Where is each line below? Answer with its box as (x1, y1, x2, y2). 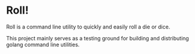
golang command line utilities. (6, 41, 80, 48)
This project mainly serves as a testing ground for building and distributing (6, 34, 189, 42)
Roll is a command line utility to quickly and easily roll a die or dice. (6, 23, 171, 30)
